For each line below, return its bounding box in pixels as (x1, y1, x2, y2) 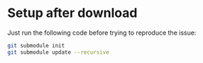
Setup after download (7, 5, 138, 21)
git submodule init (7, 42, 65, 49)
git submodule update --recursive (7, 48, 110, 56)
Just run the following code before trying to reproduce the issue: (7, 28, 197, 37)
